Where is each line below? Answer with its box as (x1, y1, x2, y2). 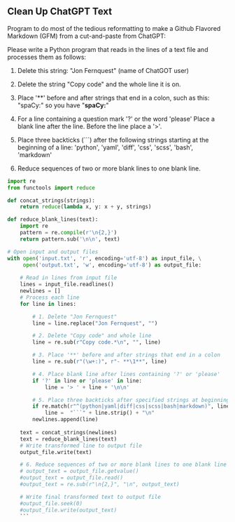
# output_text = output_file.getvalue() (20, 468, 139, 475)
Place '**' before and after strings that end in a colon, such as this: (17, 93, 210, 102)
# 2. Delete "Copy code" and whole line (32, 333, 152, 340)
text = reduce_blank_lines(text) (20, 435, 117, 443)
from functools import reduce (7, 184, 96, 192)
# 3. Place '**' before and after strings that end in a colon (32, 352, 220, 359)
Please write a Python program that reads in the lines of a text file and (7, 45, 208, 53)
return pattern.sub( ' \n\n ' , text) (20, 235, 120, 243)
